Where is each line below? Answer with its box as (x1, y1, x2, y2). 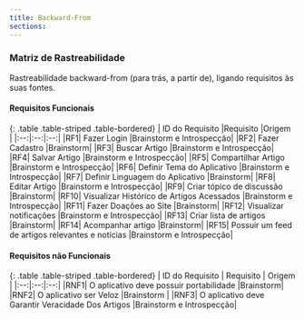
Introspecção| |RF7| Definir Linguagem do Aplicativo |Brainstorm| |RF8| (9, 172, 276, 182)
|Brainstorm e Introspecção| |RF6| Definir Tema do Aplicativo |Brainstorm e (9, 162, 290, 173)
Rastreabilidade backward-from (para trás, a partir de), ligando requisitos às (9, 72, 294, 83)
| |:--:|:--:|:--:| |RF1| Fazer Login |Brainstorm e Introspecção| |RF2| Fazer (9, 133, 279, 144)
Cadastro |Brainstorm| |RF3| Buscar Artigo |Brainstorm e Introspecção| (9, 143, 275, 153)
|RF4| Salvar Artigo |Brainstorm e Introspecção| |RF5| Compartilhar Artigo (9, 152, 286, 163)
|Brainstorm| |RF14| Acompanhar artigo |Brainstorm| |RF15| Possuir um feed (9, 220, 292, 230)
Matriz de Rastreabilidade (9, 52, 125, 65)
